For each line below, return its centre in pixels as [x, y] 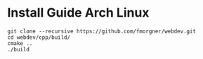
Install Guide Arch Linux [78, 13]
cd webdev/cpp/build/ [39, 37]
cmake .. [20, 43]
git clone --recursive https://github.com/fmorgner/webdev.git [102, 31]
